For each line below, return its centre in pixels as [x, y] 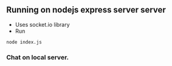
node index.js [24, 42]
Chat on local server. [37, 57]
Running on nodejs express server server [86, 10]
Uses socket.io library [42, 24]
